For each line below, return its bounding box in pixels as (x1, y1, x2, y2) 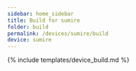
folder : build (7, 23, 49, 30)
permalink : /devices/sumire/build (7, 30, 109, 37)
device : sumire (7, 37, 52, 44)
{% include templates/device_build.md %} (7, 56, 130, 64)
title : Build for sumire (7, 17, 80, 24)
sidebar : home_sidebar (7, 10, 74, 18)
